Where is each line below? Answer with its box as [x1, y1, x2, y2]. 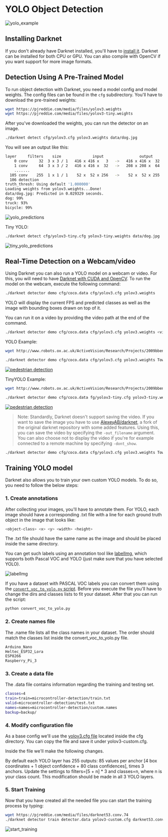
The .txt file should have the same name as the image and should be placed [5, 535, 161, 541]
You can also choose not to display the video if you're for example [17, 435, 154, 441]
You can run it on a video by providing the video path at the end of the [5, 315, 149, 321]
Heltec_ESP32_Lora [5, 649, 43, 654]
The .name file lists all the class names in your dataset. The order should [5, 629, 154, 635]
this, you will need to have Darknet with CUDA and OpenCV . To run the [5, 276, 151, 282]
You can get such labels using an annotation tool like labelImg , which [5, 550, 147, 556]
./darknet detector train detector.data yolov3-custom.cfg [5, 817, 131, 822]
